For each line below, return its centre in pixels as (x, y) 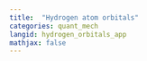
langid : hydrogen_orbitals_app (68, 34)
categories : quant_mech (54, 26)
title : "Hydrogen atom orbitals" (74, 17)
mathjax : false (38, 43)
